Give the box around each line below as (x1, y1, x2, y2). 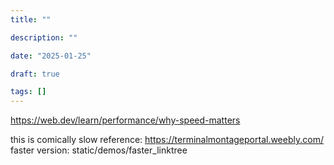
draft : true (10, 69, 60, 79)
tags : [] (10, 87, 47, 97)
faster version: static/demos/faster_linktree (10, 144, 188, 156)
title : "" (10, 14, 52, 25)
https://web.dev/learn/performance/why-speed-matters (10, 114, 241, 126)
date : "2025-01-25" (10, 51, 92, 61)
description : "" (10, 32, 78, 43)
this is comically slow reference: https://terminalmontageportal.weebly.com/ (10, 134, 324, 146)
